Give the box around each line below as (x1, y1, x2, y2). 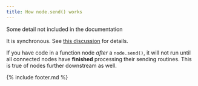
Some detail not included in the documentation (6, 25, 123, 33)
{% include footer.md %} (6, 73, 68, 81)
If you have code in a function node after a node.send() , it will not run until (6, 49, 191, 56)
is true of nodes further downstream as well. (6, 62, 117, 69)
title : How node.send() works (6, 8, 83, 15)
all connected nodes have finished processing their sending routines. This (6, 55, 192, 62)
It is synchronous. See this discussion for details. (6, 37, 128, 44)
